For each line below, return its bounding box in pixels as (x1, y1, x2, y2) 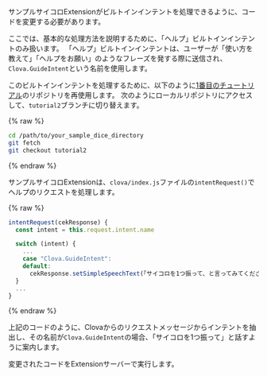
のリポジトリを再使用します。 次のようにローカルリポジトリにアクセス (21, 91, 253, 99)
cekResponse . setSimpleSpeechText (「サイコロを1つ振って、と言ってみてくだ (29, 269, 256, 277)
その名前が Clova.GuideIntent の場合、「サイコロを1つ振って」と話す (29, 332, 249, 342)
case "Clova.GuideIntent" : (22, 255, 112, 263)
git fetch (8, 138, 41, 147)
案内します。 (21, 343, 64, 352)
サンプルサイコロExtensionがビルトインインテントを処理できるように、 (8, 7, 242, 16)
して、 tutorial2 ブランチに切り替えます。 (8, 100, 144, 110)
